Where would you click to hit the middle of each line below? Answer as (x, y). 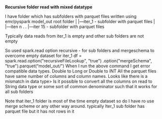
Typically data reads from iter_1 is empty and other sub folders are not (74, 36)
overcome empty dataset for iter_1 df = (44, 56)
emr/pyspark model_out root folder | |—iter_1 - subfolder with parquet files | (80, 22)
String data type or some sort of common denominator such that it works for (81, 86)
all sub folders (19, 92)
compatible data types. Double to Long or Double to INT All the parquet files (81, 71)
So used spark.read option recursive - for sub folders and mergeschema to (80, 51)
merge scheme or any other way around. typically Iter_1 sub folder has (75, 106)
